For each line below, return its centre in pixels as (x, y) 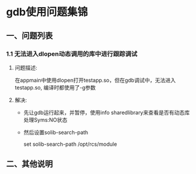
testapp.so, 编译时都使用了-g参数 (55, 87)
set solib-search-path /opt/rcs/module (70, 144)
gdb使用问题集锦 (47, 12)
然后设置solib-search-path (56, 132)
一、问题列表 (30, 36)
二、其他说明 (30, 164)
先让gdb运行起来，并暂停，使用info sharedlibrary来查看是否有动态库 (107, 112)
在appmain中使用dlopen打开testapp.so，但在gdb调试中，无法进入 (95, 80)
